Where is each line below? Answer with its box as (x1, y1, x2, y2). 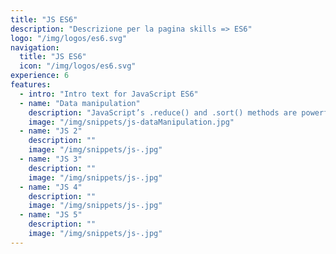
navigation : (10, 42, 60, 53)
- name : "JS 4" (19, 182, 83, 192)
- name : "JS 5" (19, 210, 83, 220)
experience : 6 (10, 71, 70, 81)
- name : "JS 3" (19, 154, 83, 164)
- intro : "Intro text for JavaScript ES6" (19, 89, 199, 99)
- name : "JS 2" (19, 126, 83, 136)
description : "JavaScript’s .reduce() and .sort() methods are (28, 107, 298, 118)
